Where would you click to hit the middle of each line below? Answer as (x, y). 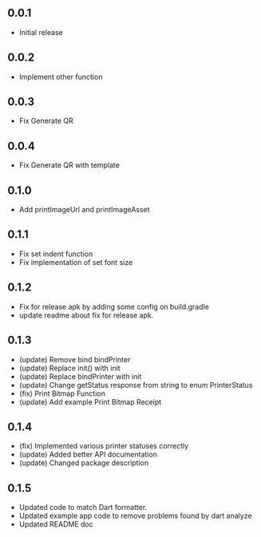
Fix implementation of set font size (76, 262)
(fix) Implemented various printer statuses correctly (104, 446)
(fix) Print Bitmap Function (62, 393)
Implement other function (61, 77)
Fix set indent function (56, 254)
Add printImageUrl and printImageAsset (84, 210)
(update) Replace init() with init (69, 368)
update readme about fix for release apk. (86, 315)
